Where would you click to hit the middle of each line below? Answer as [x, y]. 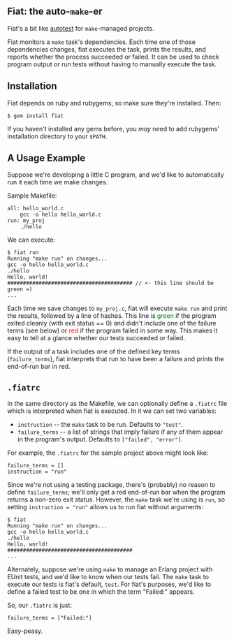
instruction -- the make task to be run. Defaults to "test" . [100, 425]
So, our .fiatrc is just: [39, 605]
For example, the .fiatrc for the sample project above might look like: [108, 453]
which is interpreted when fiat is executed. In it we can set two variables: [112, 411]
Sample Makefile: [32, 196]
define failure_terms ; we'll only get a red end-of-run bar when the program [116, 493]
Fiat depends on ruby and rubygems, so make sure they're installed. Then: [114, 103]
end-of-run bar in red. [39, 367]
